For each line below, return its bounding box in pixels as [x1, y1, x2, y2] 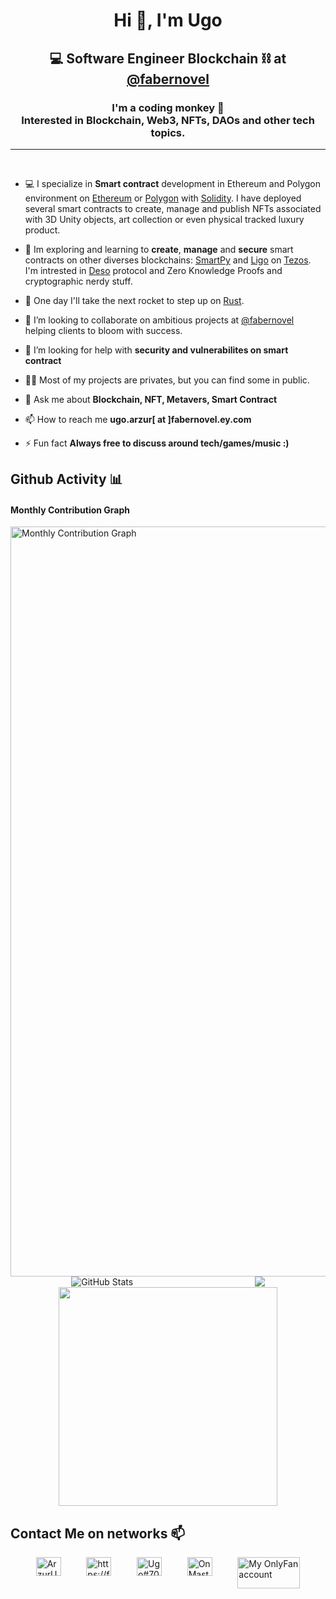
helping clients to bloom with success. [24, 324, 183, 336]
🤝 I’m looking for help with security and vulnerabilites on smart [24, 344, 289, 356]
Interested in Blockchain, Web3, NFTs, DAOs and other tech [21, 113, 315, 127]
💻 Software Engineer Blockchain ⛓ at [49, 50, 287, 67]
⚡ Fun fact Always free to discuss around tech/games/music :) [24, 437, 290, 449]
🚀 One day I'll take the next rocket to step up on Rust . [24, 294, 245, 306]
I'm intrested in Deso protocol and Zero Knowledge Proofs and [24, 264, 283, 276]
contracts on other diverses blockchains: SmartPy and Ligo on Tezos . [24, 254, 312, 266]
